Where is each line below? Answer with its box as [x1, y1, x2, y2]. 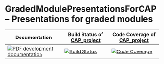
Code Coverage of [112, 31, 156, 38]
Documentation [15, 34, 52, 40]
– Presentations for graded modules [5, 13, 153, 25]
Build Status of [68, 31, 103, 38]
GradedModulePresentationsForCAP [5, 3, 157, 14]
